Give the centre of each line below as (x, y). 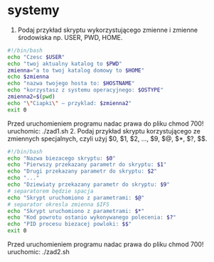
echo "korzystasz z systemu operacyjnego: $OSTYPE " (85, 90)
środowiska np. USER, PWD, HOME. (70, 37)
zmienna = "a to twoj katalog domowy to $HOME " (76, 70)
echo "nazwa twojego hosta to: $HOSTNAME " (71, 84)
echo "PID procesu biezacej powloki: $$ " (70, 224)
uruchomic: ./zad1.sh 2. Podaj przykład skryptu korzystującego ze (104, 131)
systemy (33, 10)
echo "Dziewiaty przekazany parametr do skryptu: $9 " (89, 185)
